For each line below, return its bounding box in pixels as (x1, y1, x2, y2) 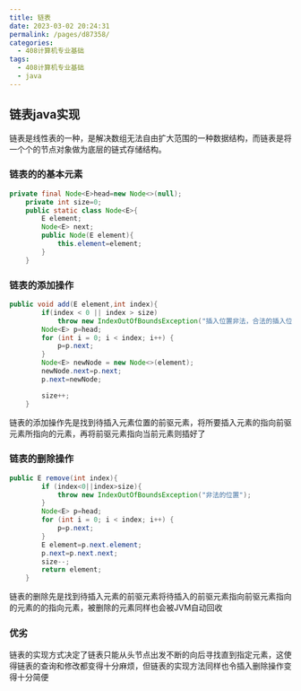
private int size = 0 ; (25, 197, 102, 206)
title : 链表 (9, 13, 51, 22)
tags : (9, 55, 30, 64)
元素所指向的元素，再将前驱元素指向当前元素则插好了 (9, 428, 206, 439)
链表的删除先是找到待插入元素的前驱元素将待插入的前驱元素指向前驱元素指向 (9, 591, 292, 602)
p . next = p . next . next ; (41, 548, 118, 557)
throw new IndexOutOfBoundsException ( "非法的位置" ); (56, 490, 252, 499)
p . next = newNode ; (41, 374, 102, 384)
